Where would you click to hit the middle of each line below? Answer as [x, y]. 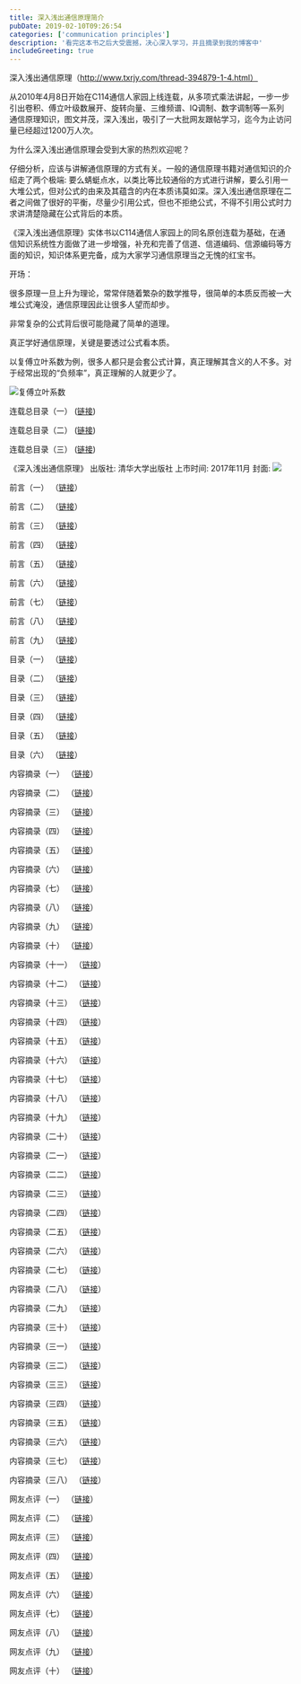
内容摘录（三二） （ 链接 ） [57, 1365]
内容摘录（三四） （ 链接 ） [57, 1404]
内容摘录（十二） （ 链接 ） [57, 983]
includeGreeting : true [52, 51]
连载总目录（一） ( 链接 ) [53, 411]
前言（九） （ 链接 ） [46, 640]
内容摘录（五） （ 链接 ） [54, 851]
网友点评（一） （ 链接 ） [54, 1499]
